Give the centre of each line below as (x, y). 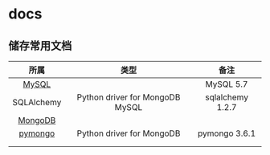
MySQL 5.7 (227, 84)
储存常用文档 (40, 45)
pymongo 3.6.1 (227, 133)
